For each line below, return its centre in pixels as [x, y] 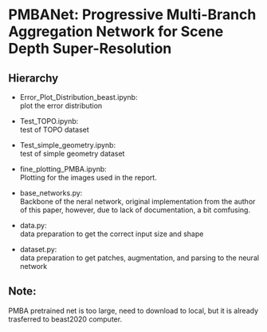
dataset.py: [38, 249]
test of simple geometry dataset [72, 154]
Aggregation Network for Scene [116, 32]
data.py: [33, 225]
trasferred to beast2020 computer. [65, 319]
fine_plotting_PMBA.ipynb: [63, 169]
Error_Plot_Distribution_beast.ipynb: [79, 97]
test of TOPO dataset [54, 130]
